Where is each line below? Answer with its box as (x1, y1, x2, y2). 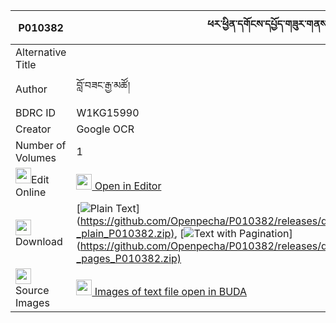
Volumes (15, 151, 57, 164)
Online (15, 185, 47, 199)
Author (15, 82, 48, 96)
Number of (15, 139, 67, 152)
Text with (193, 227, 237, 240)
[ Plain (76, 202, 114, 215)
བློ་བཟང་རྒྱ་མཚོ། (76, 79, 130, 92)
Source (15, 284, 50, 297)
